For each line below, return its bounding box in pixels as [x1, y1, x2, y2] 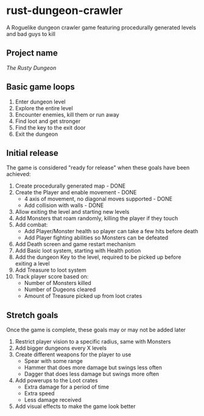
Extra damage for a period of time [24, 383, 110, 390]
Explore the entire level [15, 104, 73, 111]
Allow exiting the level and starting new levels [15, 208, 130, 216]
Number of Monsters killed [24, 280, 91, 287]
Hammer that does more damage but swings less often [24, 364, 163, 372]
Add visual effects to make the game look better [15, 403, 136, 410]
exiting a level [15, 260, 50, 267]
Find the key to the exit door [15, 124, 86, 131]
